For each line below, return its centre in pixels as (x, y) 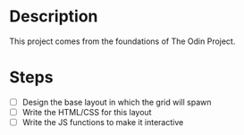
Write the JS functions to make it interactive (103, 122)
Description (54, 17)
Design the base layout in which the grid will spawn (117, 102)
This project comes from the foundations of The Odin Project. (122, 41)
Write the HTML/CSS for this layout (87, 112)
